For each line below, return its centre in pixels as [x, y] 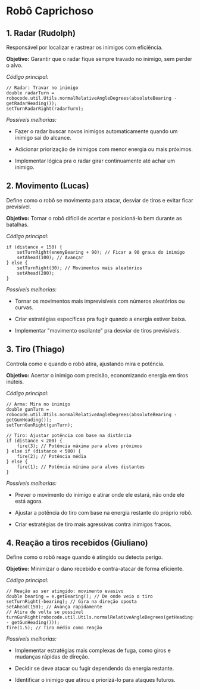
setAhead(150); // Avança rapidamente [54, 607]
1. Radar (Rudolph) [41, 33]
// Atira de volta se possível [45, 612]
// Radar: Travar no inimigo [42, 88]
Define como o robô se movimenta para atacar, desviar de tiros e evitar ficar [100, 200]
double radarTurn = [30, 93]
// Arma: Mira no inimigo [38, 404]
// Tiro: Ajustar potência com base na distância [69, 435]
